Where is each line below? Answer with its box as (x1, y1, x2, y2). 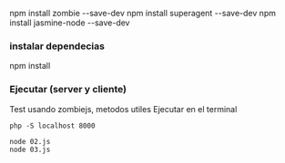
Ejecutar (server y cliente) (9, 83, 127, 96)
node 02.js (9, 137, 51, 146)
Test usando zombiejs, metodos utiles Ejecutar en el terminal (9, 103, 238, 114)
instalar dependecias (9, 40, 105, 53)
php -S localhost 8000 (9, 121, 96, 130)
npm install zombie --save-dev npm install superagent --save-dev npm (9, 8, 276, 18)
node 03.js (9, 145, 51, 154)
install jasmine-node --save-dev (9, 17, 130, 28)
